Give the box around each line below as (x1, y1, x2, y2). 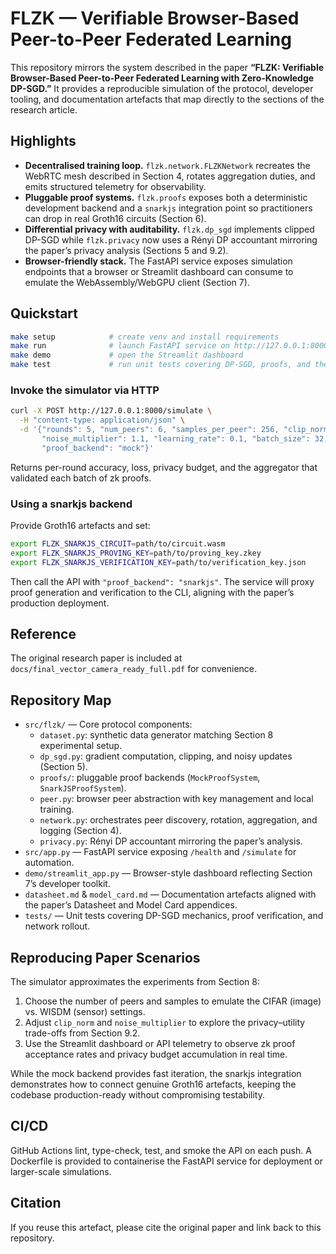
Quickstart (10, 305, 79, 322)
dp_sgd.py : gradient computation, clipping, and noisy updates (39, 750, 293, 762)
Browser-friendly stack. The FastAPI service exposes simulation (24, 255, 293, 267)
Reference (10, 626, 77, 643)
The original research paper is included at (10, 652, 183, 664)
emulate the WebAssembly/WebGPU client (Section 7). (24, 276, 250, 288)
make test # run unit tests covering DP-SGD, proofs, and (10, 360, 311, 370)
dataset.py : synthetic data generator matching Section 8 (39, 729, 274, 741)
